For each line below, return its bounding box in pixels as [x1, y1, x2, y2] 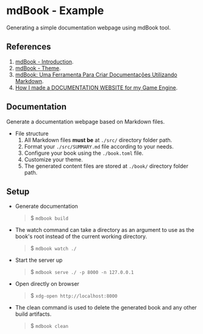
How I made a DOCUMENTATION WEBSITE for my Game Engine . [15, 84, 178, 91]
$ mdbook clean [30, 322, 69, 330]
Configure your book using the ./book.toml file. [24, 149, 144, 157]
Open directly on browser [15, 280, 80, 288]
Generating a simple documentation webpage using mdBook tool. [6, 24, 171, 31]
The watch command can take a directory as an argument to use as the [15, 226, 195, 234]
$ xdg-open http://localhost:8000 [30, 292, 118, 300]
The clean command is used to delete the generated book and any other [15, 304, 197, 311]
